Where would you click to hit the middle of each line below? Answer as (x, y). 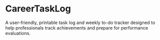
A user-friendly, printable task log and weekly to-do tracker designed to (80, 22)
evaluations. (18, 33)
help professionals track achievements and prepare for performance (77, 27)
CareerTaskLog (38, 9)
